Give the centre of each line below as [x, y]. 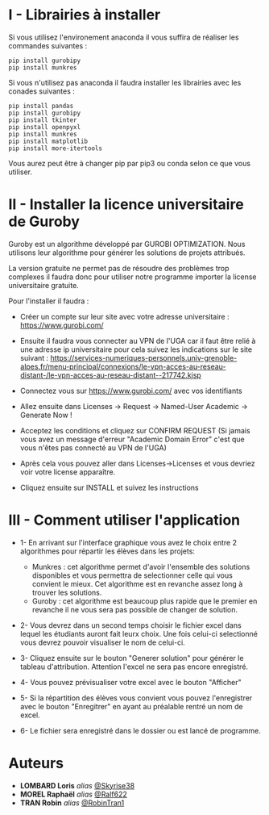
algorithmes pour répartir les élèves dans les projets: [108, 551]
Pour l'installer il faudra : [49, 301]
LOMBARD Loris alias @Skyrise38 [77, 785]
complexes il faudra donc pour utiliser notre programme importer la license [132, 277]
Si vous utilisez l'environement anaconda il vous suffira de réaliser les [124, 37]
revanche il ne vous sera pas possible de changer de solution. [135, 609]
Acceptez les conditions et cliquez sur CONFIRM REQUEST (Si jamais [135, 430]
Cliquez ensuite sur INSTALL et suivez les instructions [109, 487]
